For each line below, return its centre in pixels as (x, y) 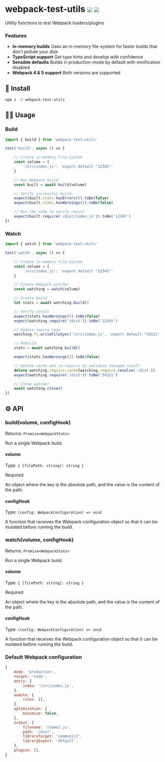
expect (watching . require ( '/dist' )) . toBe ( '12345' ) (66, 321)
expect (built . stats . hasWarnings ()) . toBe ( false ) (64, 203)
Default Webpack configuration (44, 657)
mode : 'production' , (35, 672)
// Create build (31, 298)
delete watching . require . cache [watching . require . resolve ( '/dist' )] (84, 370)
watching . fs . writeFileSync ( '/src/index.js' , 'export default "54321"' (88, 334)
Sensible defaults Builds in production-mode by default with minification (86, 62)
